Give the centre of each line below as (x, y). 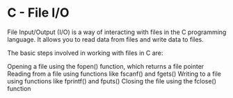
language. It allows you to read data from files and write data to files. (105, 39)
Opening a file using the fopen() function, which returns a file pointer (106, 66)
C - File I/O (38, 13)
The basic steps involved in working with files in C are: (85, 53)
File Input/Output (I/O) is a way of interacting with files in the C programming (117, 32)
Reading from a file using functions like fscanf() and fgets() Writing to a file (114, 74)
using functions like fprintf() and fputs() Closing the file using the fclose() (112, 81)
